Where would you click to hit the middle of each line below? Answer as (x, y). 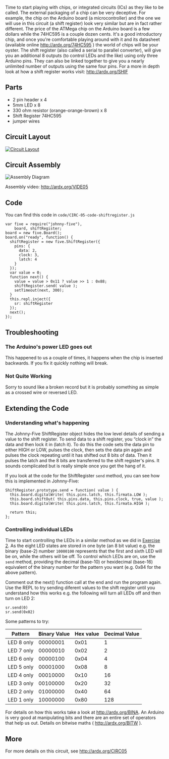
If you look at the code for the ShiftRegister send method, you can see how (82, 475)
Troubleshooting (32, 332)
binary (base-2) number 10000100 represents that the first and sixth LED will (84, 551)
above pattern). (21, 573)
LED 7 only (21, 650)
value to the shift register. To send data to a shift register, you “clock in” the (83, 439)
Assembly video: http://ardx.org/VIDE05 (47, 187)
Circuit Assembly (33, 165)
